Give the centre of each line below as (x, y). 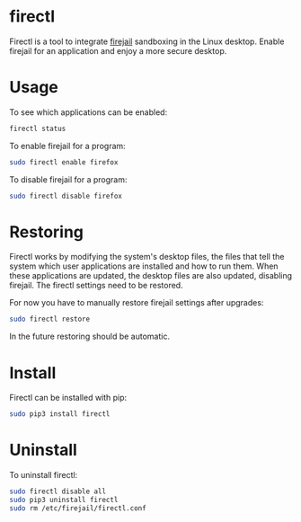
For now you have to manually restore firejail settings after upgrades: (137, 303)
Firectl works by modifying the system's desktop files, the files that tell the (147, 257)
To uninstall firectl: (44, 475)
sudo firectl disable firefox (66, 196)
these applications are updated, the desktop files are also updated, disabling (151, 276)
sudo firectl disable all (58, 491)
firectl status (38, 128)
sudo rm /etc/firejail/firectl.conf (78, 508)
